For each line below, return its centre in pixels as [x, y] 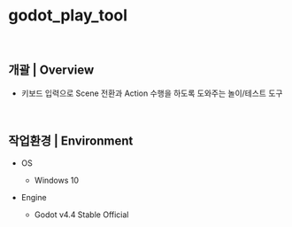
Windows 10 [57, 180]
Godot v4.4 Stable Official [81, 215]
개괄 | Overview [51, 70]
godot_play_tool [68, 16]
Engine [34, 197]
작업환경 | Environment [71, 141]
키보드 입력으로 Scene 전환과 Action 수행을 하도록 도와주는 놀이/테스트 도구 [152, 93]
